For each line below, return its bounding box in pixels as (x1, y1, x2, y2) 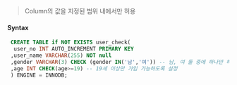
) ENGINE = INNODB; (10, 72, 68, 79)
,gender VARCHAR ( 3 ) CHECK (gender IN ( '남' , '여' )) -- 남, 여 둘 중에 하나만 (10, 58, 224, 65)
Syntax (7, 23, 29, 32)
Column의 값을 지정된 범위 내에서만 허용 (24, 7, 136, 15)
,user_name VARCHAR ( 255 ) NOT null (10, 52, 112, 59)
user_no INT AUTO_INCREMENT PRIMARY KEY (13, 46, 134, 53)
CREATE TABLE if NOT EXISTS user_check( (10, 39, 131, 46)
